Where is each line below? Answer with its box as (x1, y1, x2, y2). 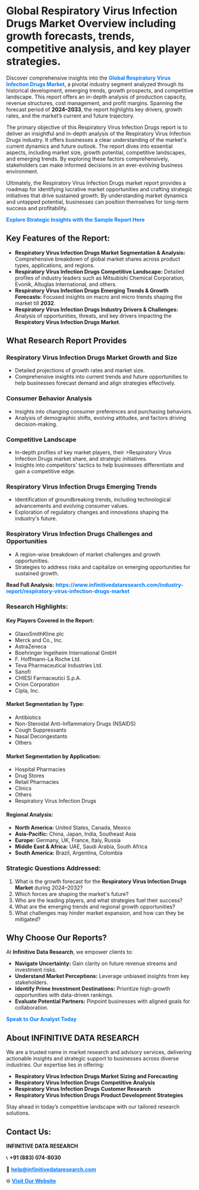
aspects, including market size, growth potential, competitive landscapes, (6, 148, 186, 156)
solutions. (6, 1109, 30, 1117)
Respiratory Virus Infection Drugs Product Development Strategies (14, 1091, 184, 1099)
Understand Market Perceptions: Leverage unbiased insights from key (14, 973, 189, 980)
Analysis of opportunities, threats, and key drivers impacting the (14, 312, 172, 319)
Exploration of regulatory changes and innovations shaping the (14, 509, 169, 516)
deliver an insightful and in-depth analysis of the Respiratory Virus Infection (6, 129, 191, 137)
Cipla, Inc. (14, 687, 40, 694)
